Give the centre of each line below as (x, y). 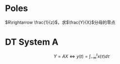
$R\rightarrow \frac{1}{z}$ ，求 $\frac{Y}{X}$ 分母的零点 (60, 22)
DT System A (32, 42)
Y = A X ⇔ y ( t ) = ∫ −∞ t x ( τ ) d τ (82, 56)
